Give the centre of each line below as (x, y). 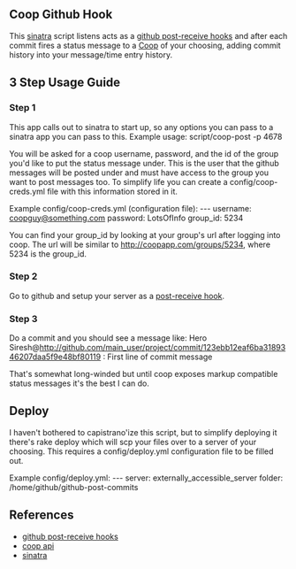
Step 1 (23, 108)
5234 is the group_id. (48, 254)
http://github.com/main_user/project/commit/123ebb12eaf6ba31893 (163, 348)
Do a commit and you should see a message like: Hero (108, 338)
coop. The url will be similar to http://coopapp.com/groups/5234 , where (140, 244)
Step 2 (23, 276)
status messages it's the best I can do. (80, 383)
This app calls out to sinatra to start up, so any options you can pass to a (141, 127)
